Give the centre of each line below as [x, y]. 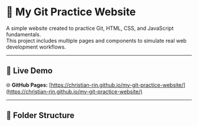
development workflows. [36, 47]
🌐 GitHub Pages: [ [29, 85]
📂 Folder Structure [40, 116]
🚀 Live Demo [29, 71]
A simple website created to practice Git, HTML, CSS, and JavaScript [90, 28]
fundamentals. [24, 34]
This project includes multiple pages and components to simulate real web [96, 40]
